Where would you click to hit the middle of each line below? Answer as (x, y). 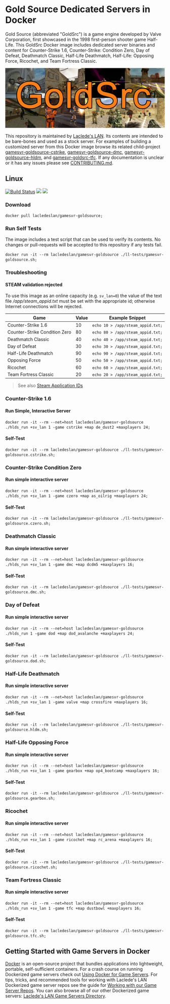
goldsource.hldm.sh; (27, 730)
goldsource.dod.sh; (26, 661)
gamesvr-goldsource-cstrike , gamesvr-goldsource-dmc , (65, 152)
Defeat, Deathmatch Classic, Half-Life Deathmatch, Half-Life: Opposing (80, 55)
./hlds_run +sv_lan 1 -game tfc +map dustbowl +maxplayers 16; (73, 908)
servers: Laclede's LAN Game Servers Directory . (56, 996)
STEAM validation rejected (34, 284)
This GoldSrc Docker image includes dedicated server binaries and (85, 45)
